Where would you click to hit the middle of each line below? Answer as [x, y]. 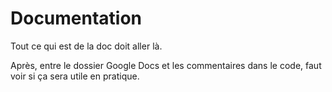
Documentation [76, 18]
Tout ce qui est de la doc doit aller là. [86, 46]
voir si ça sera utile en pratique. [75, 76]
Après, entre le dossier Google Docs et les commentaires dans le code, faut [166, 65]
